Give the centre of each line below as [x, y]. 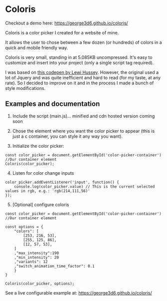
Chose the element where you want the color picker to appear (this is [83, 131]
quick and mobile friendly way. [37, 47]
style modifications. [25, 88]
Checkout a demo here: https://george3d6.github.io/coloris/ [67, 23]
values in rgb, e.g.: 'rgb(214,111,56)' [48, 191]
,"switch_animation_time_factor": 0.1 [54, 266]
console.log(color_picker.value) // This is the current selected [84, 186]
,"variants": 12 [31, 262]
